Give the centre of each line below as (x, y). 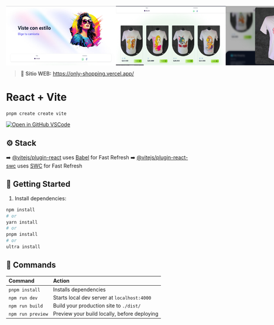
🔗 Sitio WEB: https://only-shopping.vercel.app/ (77, 74)
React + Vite (37, 97)
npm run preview (28, 314)
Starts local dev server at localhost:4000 (102, 297)
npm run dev (23, 298)
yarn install (22, 222)
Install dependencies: (40, 198)
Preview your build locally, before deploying (106, 314)
